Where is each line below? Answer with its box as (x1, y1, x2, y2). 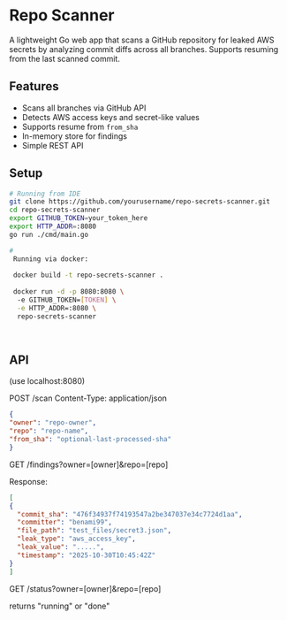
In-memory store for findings (21, 130, 128, 142)
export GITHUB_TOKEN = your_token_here (9, 214, 148, 223)
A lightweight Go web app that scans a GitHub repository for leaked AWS (9, 34, 276, 45)
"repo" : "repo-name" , (9, 426, 89, 436)
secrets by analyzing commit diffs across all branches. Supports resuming (9, 43, 279, 54)
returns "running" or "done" (9, 601, 110, 611)
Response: (9, 476, 49, 486)
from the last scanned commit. (9, 53, 121, 64)
